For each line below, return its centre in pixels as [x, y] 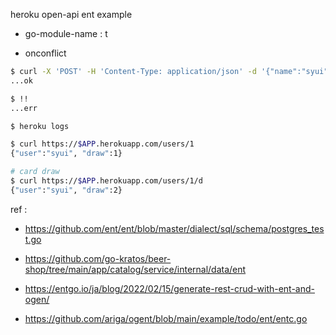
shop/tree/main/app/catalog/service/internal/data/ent [135, 269]
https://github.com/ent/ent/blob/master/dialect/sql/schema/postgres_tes [174, 228]
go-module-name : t [66, 33]
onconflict [45, 53]
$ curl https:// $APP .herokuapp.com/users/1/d [106, 181]
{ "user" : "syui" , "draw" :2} [66, 190]
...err [24, 108]
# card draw [35, 172]
